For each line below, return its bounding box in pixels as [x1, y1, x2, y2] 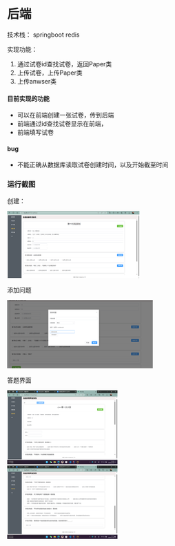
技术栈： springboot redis [7, 30, 80, 39]
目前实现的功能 [7, 94, 50, 102]
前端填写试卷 [17, 129, 54, 137]
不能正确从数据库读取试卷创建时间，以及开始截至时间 [17, 160, 169, 169]
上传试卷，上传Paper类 [17, 68, 83, 77]
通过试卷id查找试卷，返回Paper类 [17, 59, 112, 68]
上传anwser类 [17, 77, 57, 85]
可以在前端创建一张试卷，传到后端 [17, 111, 114, 120]
